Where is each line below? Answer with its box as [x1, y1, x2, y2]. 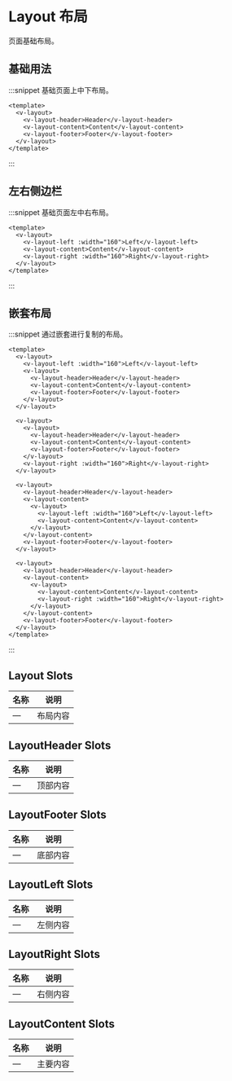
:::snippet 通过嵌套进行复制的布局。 [8, 329, 128, 339]
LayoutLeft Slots [8, 877, 94, 892]
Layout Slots [8, 669, 73, 683]
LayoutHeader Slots [8, 738, 112, 752]
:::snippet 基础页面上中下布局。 [8, 85, 113, 94]
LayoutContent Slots [8, 1017, 116, 1030]
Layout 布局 [8, 7, 88, 26]
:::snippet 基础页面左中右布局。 [8, 207, 113, 217]
